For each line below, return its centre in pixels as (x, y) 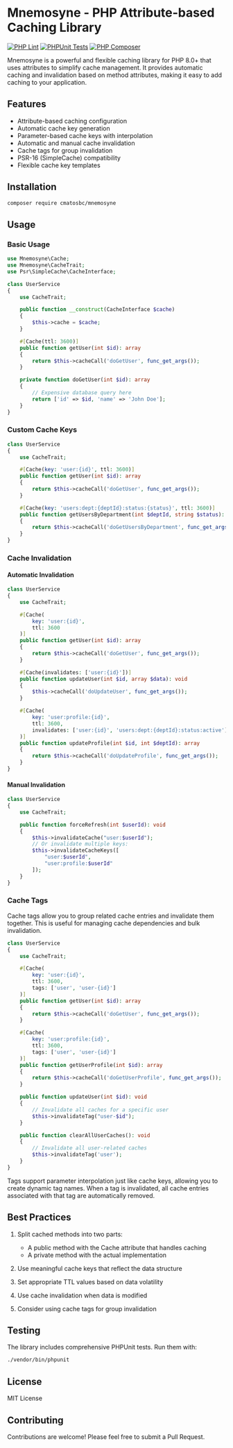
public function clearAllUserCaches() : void (85, 1135)
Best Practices (39, 1217)
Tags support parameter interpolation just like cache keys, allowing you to (113, 1181)
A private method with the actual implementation (97, 1255)
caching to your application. (47, 82)
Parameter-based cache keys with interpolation (85, 135)
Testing (24, 1330)
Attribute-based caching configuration (72, 121)
